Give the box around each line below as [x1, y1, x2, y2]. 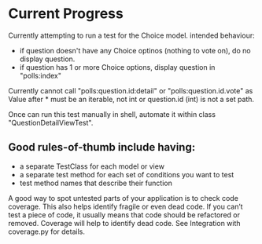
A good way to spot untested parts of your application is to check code [8, 193, 238, 202]
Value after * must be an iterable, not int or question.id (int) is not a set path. [8, 94, 254, 104]
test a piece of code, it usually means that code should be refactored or [8, 209, 240, 220]
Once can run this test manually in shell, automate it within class [8, 109, 216, 118]
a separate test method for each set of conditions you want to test [19, 169, 234, 179]
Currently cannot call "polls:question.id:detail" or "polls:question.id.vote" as [8, 86, 253, 95]
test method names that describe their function [19, 178, 173, 188]
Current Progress [8, 5, 124, 23]
